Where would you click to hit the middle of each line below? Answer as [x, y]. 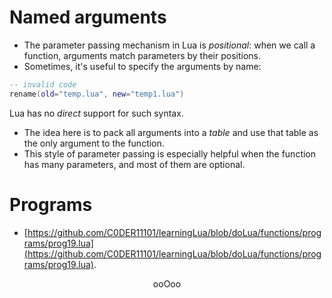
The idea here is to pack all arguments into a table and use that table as [171, 132]
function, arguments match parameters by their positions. [142, 55]
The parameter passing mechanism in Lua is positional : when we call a [169, 45]
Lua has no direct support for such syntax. [96, 113]
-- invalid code [43, 84]
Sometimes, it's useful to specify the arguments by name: [142, 66]
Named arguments [88, 17]
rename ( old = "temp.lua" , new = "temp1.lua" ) [97, 94]
